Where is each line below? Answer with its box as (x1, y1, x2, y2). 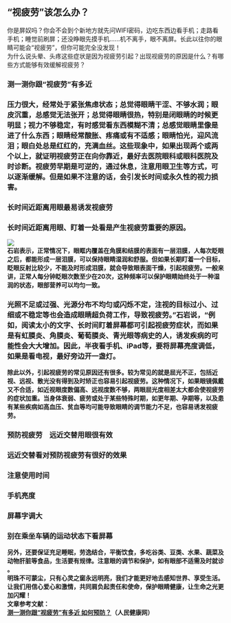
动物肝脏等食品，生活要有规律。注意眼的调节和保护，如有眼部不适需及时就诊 (7, 557, 224, 565)
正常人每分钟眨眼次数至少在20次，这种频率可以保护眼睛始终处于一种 (19, 272, 214, 280)
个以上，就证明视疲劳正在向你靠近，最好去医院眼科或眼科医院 (7, 151, 212, 160)
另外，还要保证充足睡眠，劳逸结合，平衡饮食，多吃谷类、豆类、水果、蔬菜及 (7, 548, 224, 556)
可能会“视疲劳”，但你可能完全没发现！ (12, 43, 122, 52)
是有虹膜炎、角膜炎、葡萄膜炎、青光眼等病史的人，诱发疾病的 (7, 330, 212, 340)
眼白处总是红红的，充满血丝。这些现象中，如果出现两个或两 (21, 140, 219, 150)
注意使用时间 (7, 470, 50, 480)
